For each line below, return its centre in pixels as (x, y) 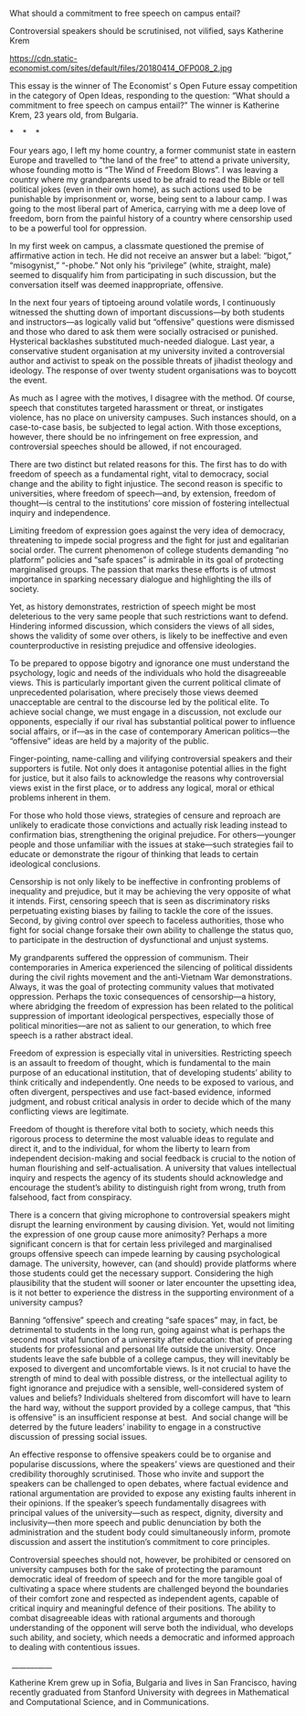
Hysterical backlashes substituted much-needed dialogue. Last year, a (142, 341)
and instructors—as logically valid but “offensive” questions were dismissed (152, 322)
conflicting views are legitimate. (69, 1111)
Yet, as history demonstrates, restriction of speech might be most (133, 606)
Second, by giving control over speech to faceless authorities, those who (147, 920)
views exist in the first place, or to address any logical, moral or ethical (142, 788)
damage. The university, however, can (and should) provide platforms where (153, 1263)
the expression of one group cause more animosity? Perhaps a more (138, 1234)
